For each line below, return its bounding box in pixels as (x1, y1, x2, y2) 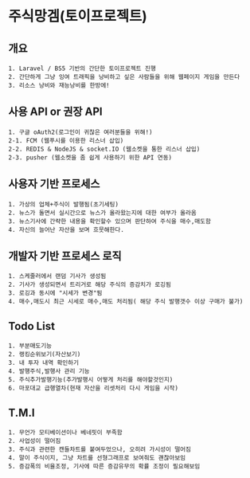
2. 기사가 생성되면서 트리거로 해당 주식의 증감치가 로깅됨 (8, 280, 171, 289)
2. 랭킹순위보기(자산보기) (8, 351, 81, 358)
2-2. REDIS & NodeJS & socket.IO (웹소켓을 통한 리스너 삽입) (8, 145, 201, 153)
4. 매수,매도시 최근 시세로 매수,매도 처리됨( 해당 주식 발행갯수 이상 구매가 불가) (8, 298, 244, 306)
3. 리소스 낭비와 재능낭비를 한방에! (8, 81, 110, 89)
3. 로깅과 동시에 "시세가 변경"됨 (8, 289, 103, 297)
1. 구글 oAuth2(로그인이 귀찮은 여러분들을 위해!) (8, 128, 153, 136)
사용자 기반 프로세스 (8, 177, 100, 191)
